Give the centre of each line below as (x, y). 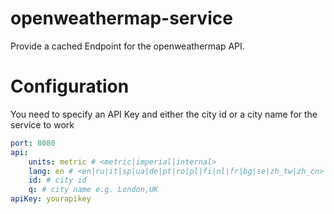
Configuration (70, 86)
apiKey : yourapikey (51, 199)
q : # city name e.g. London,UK (93, 190)
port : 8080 (33, 143)
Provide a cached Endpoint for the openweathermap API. (127, 46)
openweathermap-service (121, 18)
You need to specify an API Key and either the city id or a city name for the (164, 114)
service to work (42, 124)
